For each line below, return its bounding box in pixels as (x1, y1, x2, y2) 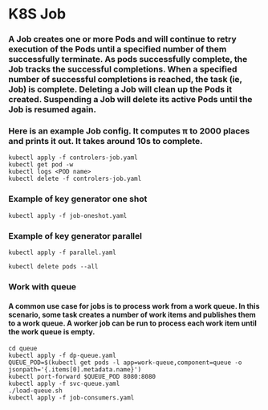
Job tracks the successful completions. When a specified (8, 64, 238, 75)
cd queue (8, 345, 38, 353)
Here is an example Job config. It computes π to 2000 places (8, 125, 250, 137)
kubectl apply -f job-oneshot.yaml (8, 211, 128, 219)
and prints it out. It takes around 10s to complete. (8, 136, 203, 147)
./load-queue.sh (8, 387, 63, 395)
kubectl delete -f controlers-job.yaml (8, 174, 142, 183)
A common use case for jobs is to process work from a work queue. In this (8, 301, 260, 310)
